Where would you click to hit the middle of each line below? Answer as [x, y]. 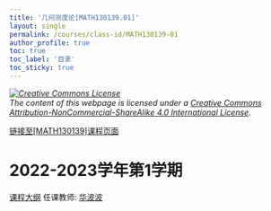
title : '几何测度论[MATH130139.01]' [74, 18]
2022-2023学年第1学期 [96, 171]
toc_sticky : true [42, 68]
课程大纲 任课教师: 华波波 [56, 197]
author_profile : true [50, 43]
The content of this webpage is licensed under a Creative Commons [135, 102]
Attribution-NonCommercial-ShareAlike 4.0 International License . [130, 112]
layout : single [38, 26]
